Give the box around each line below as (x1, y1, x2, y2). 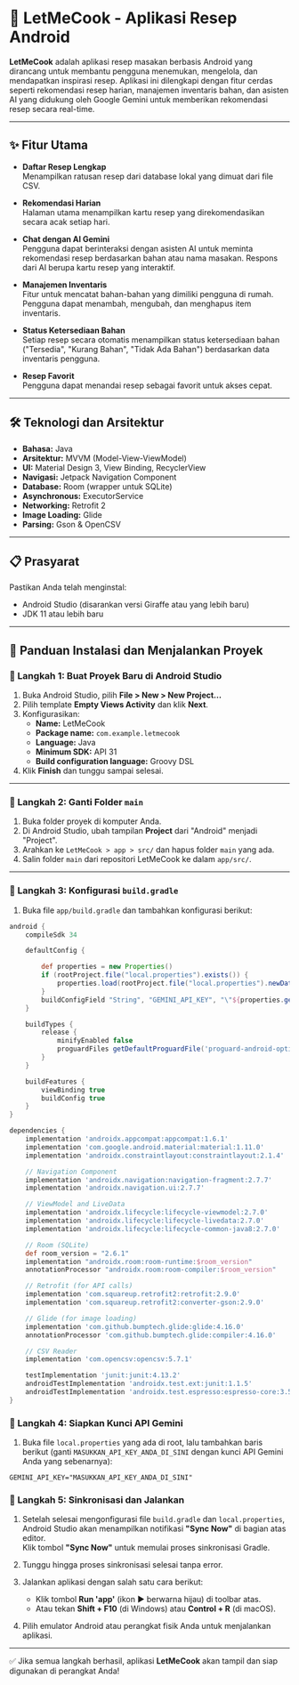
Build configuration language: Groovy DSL (35, 756, 194, 767)
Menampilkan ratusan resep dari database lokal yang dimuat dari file (21, 171, 274, 181)
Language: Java (35, 738, 96, 748)
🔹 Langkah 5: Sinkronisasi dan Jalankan (9, 1494, 185, 1506)
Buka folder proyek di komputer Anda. (21, 816, 162, 826)
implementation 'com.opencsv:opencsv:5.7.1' (25, 1355, 193, 1364)
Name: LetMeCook (35, 718, 106, 729)
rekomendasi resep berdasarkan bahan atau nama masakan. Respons (21, 253, 279, 263)
